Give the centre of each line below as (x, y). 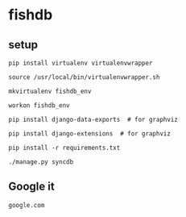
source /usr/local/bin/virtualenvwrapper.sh (84, 77)
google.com (27, 205)
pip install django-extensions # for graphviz (90, 134)
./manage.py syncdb (41, 162)
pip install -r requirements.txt (64, 148)
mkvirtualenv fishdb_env (50, 91)
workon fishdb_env (39, 106)
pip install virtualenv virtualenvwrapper (81, 63)
